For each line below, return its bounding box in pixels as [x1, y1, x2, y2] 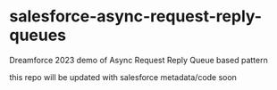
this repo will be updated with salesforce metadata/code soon [9, 71, 237, 82]
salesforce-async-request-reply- [9, 6, 262, 27]
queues [9, 25, 67, 45]
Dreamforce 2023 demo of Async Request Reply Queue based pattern [9, 54, 268, 65]
